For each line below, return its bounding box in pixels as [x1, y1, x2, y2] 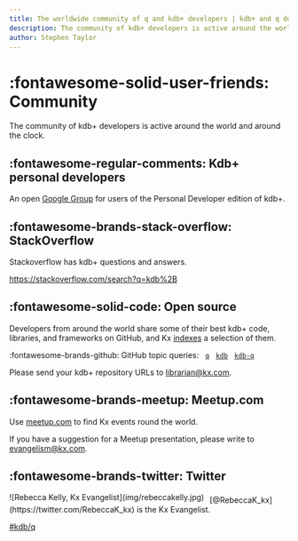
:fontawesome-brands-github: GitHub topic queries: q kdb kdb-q [9, 349, 255, 360]
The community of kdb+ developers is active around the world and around [9, 121, 281, 131]
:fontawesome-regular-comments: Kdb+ [9, 155, 239, 171]
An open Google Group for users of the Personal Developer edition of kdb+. [9, 194, 286, 204]
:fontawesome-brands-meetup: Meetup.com [9, 393, 264, 408]
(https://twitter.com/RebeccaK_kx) [9, 505, 135, 515]
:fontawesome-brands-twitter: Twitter [9, 468, 226, 483]
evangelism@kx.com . [9, 442, 88, 453]
